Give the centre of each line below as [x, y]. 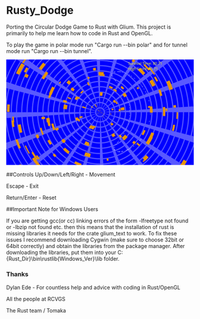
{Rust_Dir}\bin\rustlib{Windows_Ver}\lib [54, 259]
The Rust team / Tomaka [36, 310]
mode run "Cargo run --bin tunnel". [49, 51]
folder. [112, 259]
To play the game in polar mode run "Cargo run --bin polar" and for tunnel [97, 45]
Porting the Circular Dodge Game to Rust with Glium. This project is [89, 27]
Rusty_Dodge [40, 10]
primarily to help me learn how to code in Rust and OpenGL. [79, 33]
